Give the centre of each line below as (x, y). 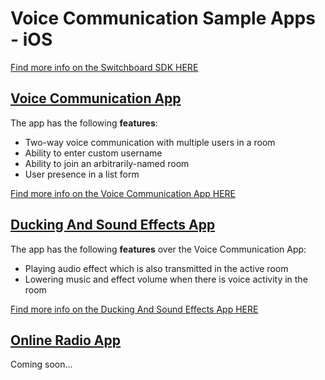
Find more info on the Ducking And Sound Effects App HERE (134, 309)
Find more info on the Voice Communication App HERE (123, 193)
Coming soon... (41, 364)
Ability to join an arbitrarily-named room (107, 163)
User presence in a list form (82, 174)
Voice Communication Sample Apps (163, 18)
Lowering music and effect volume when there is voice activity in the (166, 279)
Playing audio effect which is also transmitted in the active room (156, 268)
